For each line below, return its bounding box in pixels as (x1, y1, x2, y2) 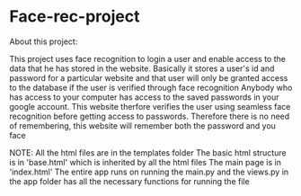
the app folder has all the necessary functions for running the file (9, 175, 250, 186)
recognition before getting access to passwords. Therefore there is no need (9, 111, 290, 121)
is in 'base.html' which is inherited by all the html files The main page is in (9, 156, 281, 167)
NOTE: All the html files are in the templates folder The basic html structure (9, 147, 287, 158)
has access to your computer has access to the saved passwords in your (9, 92, 280, 102)
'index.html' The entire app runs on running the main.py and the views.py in (9, 166, 289, 177)
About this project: (9, 36, 78, 47)
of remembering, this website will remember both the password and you (9, 120, 277, 131)
